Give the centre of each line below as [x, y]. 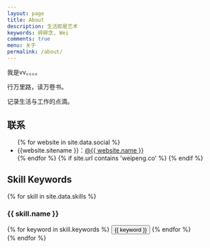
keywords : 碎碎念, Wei [38, 33]
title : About [26, 20]
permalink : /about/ [35, 52]
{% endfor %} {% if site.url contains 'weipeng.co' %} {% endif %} [110, 158]
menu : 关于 [22, 45]
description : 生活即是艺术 [43, 26]
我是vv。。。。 [24, 72]
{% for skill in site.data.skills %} [52, 196]
